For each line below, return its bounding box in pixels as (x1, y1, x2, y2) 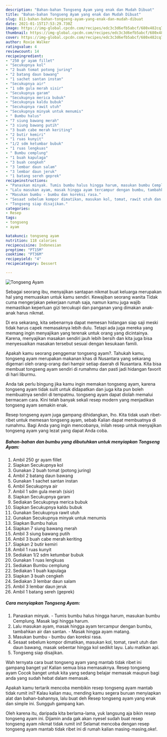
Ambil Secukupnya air (12, 483, 58, 489)
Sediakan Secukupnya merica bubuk (12, 499, 88, 505)
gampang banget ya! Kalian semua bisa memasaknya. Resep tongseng (5, 664, 150, 670)
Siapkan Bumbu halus (12, 520, 57, 526)
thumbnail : (5, 30, 28, 35)
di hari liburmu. (5, 371, 37, 377)
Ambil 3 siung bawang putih (12, 530, 70, 537)
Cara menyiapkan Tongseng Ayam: (5, 600, 81, 606)
